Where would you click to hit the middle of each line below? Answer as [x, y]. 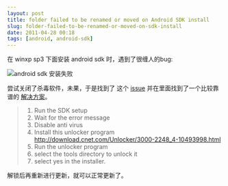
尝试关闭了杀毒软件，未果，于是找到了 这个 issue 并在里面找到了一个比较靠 [113, 88]
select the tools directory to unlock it [86, 154]
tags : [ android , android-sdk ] [50, 39]
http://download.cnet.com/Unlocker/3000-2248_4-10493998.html [127, 139]
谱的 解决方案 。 [29, 97]
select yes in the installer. [70, 161]
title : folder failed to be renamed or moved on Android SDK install [109, 20]
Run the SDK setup [61, 111]
